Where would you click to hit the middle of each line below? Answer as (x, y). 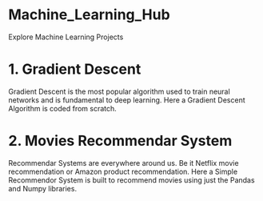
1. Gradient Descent (75, 69)
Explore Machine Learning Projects (66, 37)
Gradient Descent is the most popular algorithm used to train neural (119, 91)
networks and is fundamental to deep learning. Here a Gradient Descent (127, 100)
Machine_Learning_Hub (89, 15)
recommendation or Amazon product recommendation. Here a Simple (123, 171)
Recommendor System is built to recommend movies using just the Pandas (131, 180)
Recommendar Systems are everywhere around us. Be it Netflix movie (124, 163)
